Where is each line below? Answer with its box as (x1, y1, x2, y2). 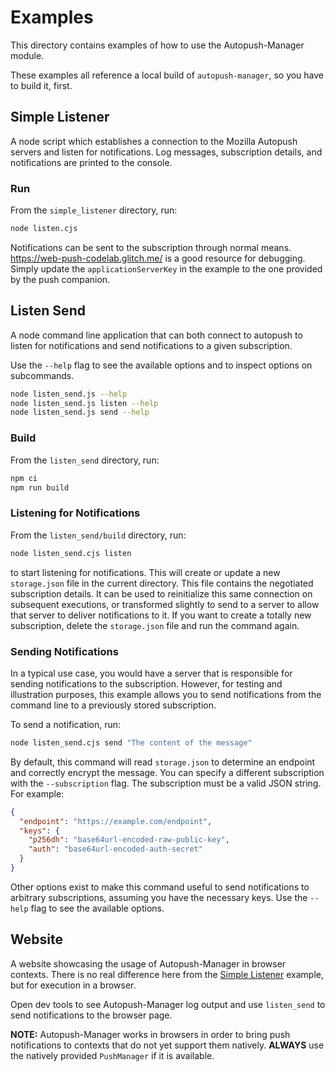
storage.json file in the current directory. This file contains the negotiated (10, 577, 314, 589)
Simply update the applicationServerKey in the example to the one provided (10, 262, 323, 275)
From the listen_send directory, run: (10, 454, 160, 466)
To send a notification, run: (10, 718, 122, 730)
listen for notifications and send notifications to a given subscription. (10, 339, 293, 351)
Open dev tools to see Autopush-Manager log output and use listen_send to (10, 998, 326, 1010)
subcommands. (10, 369, 75, 381)
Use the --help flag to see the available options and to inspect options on (10, 359, 313, 371)
